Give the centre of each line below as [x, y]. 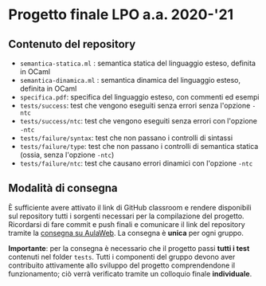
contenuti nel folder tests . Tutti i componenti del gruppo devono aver [122, 257]
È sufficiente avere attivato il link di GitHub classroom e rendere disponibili [130, 207]
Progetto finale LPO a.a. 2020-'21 [121, 15]
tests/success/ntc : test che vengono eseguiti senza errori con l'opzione [138, 121]
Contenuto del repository [72, 44]
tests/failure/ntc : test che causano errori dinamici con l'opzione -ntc [136, 163]
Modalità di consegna [63, 188]
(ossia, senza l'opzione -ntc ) [67, 155]
